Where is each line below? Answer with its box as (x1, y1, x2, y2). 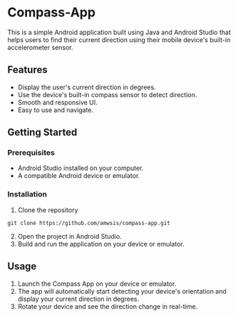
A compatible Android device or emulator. (17, 172, 140, 180)
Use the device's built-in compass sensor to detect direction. (17, 90, 197, 99)
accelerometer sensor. (7, 43, 73, 51)
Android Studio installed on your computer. (17, 164, 144, 172)
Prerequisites (7, 148, 55, 158)
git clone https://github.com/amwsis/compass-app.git (7, 219, 171, 227)
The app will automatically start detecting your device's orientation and (17, 287, 227, 295)
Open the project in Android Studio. (17, 232, 123, 240)
